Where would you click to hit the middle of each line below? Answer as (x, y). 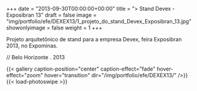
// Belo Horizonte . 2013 (36, 57)
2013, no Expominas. (32, 45)
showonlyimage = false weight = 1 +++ (54, 28)
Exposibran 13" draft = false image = (52, 15)
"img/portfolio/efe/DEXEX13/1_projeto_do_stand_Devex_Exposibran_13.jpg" (99, 21)
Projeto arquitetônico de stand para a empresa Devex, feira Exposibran (94, 39)
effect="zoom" (25, 75)
